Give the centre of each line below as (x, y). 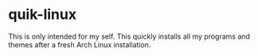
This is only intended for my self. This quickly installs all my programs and (129, 36)
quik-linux (43, 15)
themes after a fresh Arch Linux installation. (80, 44)
